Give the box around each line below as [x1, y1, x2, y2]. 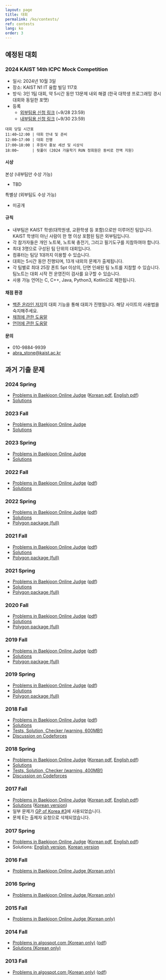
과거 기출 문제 [5, 365, 45, 374]
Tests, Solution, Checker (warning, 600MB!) [12, 727, 103, 733]
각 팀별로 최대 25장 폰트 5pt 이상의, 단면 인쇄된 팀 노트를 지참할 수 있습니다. [12, 265, 160, 271]
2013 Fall [5, 957, 27, 964]
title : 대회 [5, 12, 28, 17]
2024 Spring [5, 381, 36, 388]
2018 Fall [5, 705, 27, 712]
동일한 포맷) [25, 96, 49, 103]
